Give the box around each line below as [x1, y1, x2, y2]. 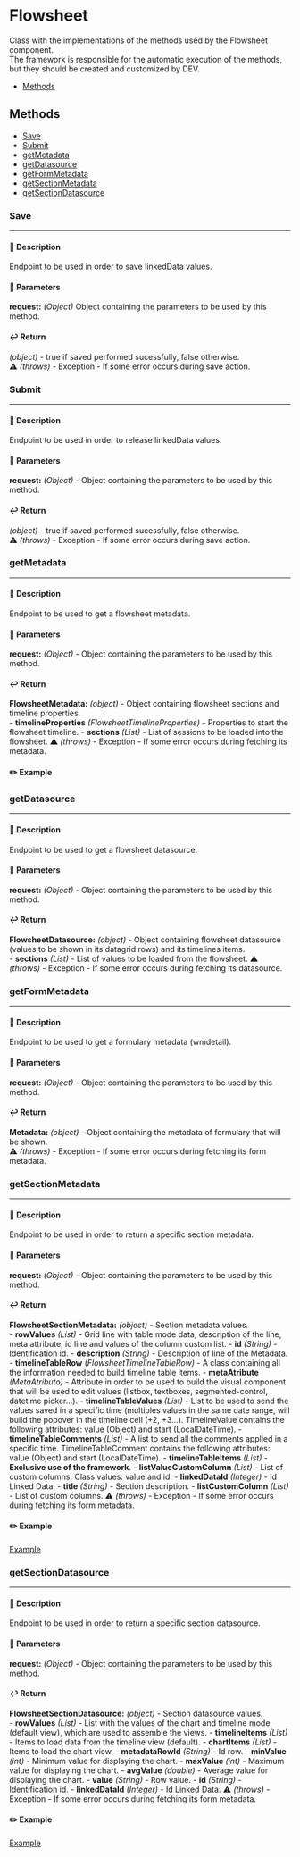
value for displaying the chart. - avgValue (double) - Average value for [9, 1765, 269, 1776]
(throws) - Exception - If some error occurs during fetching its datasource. [9, 962, 283, 974]
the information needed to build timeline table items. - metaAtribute [9, 1367, 259, 1377]
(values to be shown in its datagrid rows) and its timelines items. [9, 943, 246, 954]
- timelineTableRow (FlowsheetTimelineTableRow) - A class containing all [9, 1357, 281, 1368]
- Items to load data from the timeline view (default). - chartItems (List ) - [9, 1736, 277, 1747]
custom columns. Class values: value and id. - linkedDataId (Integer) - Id [9, 1471, 277, 1482]
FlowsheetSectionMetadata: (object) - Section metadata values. [9, 1319, 249, 1330]
